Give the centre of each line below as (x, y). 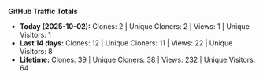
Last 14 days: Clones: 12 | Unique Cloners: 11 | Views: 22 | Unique (126, 43)
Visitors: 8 (36, 51)
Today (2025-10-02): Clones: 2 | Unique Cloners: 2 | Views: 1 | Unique (135, 26)
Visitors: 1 (35, 35)
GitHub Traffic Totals (43, 11)
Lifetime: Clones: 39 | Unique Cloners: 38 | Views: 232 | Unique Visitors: (137, 59)
